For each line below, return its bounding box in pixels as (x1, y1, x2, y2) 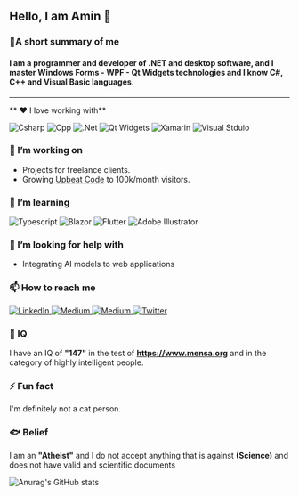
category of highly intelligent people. (9, 357, 144, 368)
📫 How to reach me (9, 281, 96, 294)
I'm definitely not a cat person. (9, 403, 122, 414)
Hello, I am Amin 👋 (9, 9, 112, 24)
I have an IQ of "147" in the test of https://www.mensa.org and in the (9, 348, 267, 358)
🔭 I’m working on (9, 144, 83, 157)
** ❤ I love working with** (9, 104, 107, 116)
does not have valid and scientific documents (9, 459, 176, 470)
